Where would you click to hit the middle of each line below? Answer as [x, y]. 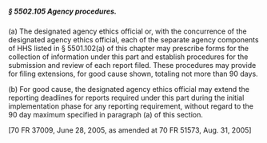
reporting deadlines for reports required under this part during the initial [126, 97]
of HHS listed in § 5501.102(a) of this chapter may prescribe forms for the [129, 48]
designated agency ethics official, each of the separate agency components [133, 39]
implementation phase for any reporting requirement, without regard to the [131, 106]
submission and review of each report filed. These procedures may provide [132, 65]
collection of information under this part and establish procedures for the [128, 57]
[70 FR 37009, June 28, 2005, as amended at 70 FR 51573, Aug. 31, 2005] [130, 130]
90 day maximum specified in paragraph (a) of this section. [106, 114]
